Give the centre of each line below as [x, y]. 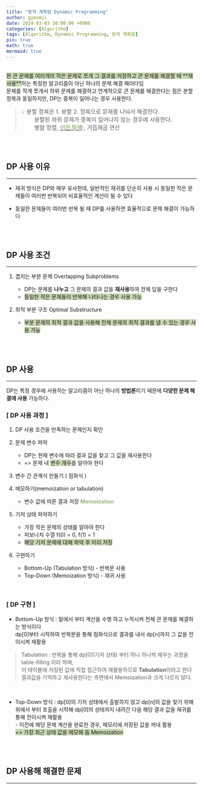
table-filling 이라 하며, [47, 662]
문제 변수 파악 [31, 443]
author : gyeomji [27, 18]
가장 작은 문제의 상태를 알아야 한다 [64, 527]
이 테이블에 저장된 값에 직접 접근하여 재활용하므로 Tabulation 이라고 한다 [106, 670]
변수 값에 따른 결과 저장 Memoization [69, 502]
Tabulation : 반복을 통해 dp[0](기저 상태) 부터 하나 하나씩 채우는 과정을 [105, 654]
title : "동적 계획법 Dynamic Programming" [57, 12]
